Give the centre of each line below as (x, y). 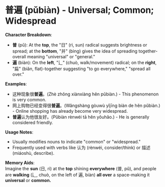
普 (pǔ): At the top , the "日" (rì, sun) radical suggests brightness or (80, 45)
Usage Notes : (19, 132)
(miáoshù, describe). (33, 153)
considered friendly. (33, 122)
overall (19, 56)
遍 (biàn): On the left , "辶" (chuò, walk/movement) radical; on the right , (84, 62)
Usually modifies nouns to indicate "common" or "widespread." (76, 141)
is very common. (29, 99)
